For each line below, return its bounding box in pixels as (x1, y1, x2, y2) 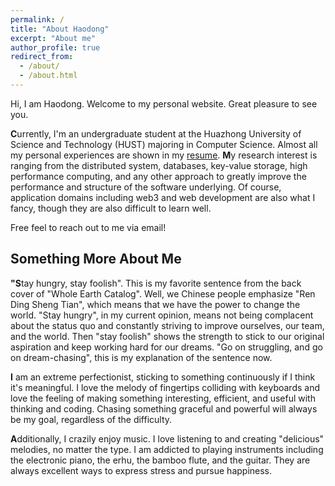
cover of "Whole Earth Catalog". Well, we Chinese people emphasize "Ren (10, 287, 316, 300)
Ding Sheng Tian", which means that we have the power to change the (10, 298, 301, 310)
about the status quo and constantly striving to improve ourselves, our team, (10, 319, 325, 331)
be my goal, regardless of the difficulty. (10, 413, 173, 425)
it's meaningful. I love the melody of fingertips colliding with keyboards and (10, 381, 321, 393)
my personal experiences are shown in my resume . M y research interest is (10, 149, 318, 161)
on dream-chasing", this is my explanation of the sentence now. (10, 351, 273, 363)
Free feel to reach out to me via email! (10, 221, 167, 233)
